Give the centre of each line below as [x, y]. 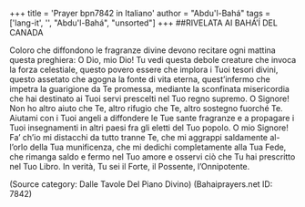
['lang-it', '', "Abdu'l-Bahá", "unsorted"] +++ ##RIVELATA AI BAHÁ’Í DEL [143, 23]
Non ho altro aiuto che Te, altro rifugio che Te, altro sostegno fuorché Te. [147, 108]
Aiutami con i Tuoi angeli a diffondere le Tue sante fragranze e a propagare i [152, 118]
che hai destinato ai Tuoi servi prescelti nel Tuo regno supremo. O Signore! [149, 98]
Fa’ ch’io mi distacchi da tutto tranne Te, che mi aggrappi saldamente [139, 137]
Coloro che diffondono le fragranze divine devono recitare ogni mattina [142, 50]
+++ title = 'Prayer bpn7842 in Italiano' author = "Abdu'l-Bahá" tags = [140, 13]
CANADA [26, 32]
